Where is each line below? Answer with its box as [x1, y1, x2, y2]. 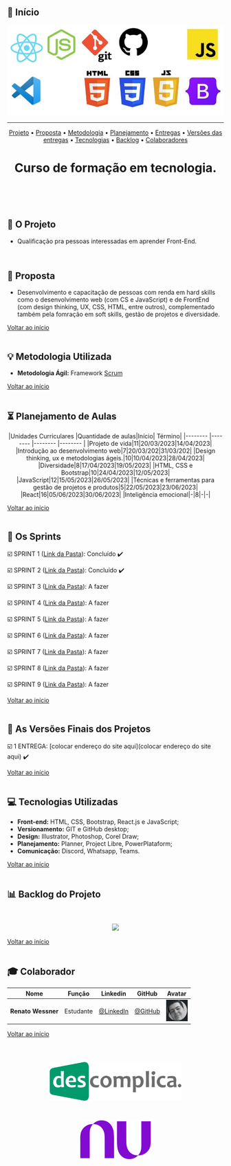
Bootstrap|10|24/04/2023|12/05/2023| [60, 469, 170, 477]
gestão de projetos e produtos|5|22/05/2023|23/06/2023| [33, 483, 198, 491]
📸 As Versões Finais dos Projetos [7, 724, 151, 735]
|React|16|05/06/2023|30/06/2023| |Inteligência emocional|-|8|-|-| [20, 491, 211, 498]
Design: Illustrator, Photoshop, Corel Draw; [16, 832, 140, 841]
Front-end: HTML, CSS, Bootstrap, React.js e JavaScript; [16, 818, 179, 826]
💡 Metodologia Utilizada [7, 350, 112, 362]
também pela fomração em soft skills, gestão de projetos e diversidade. [16, 310, 220, 319]
